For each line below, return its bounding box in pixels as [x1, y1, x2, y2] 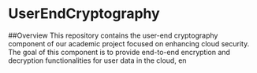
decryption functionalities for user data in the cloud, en [8, 56, 187, 65]
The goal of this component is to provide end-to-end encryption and [8, 47, 231, 57]
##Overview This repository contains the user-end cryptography [8, 31, 218, 40]
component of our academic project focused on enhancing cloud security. [8, 38, 250, 48]
